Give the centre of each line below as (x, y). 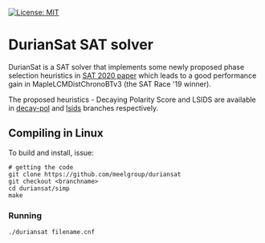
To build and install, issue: (51, 152)
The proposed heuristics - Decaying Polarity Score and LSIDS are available (132, 99)
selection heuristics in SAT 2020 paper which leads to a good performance (132, 75)
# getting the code (41, 167)
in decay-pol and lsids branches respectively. (84, 107)
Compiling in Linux (56, 134)
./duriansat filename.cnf (51, 233)
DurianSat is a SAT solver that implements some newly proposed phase (126, 67)
